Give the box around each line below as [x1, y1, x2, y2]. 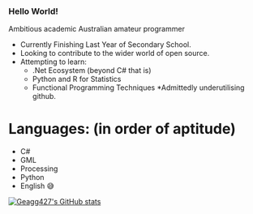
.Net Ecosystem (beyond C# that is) [32, 66, 152, 75]
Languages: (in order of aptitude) [8, 120, 237, 139]
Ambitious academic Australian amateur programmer [8, 24, 185, 34]
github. [32, 92, 57, 101]
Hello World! [8, 6, 59, 17]
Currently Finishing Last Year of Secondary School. [19, 40, 192, 49]
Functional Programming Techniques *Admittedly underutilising [32, 83, 245, 92]
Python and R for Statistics [32, 75, 122, 84]
